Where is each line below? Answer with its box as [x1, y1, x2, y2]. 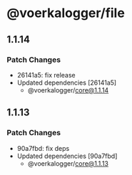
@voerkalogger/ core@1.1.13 [27, 159, 108, 168]
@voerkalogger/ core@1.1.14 [27, 85, 109, 94]
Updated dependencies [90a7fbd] [16, 152, 118, 160]
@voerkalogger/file [6, 5, 126, 21]
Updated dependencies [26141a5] [16, 78, 117, 87]
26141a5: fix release [16, 70, 76, 79]
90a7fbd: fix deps [16, 144, 70, 152]
